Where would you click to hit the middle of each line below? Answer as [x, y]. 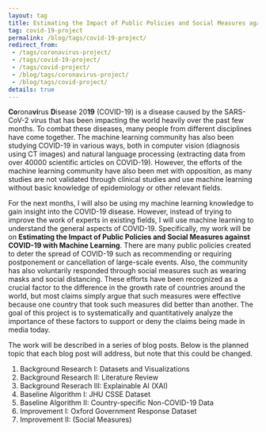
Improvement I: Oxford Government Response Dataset [108, 411]
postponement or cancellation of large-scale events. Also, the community [128, 262]
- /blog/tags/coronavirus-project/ [70, 75]
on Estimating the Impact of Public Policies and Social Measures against [129, 237]
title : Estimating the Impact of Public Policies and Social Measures [127, 23]
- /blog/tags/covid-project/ [60, 82]
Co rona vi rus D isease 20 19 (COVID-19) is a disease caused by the [116, 112]
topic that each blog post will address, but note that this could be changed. [131, 353]
